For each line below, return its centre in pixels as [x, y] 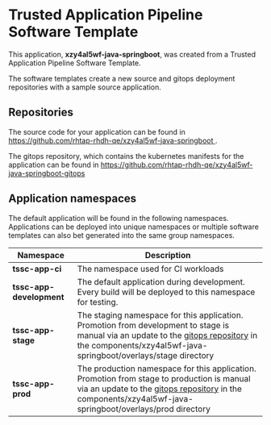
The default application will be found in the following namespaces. [119, 218]
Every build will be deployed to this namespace [166, 292]
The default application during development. [161, 281]
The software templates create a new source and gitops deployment [122, 78]
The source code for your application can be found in [97, 131]
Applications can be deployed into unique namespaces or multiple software [134, 227]
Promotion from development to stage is [153, 325]
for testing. [98, 302]
